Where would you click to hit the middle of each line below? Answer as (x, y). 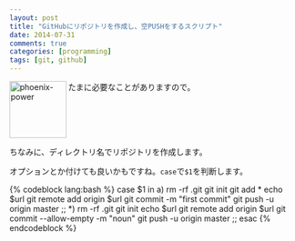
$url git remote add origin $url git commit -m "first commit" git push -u (142, 199)
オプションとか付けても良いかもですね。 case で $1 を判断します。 (129, 171)
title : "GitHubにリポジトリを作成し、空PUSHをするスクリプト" (116, 26)
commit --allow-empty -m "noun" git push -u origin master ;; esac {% (140, 218)
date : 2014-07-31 (42, 35)
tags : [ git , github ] (49, 60)
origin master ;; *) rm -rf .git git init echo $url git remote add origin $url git (148, 209)
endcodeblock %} (43, 228)
